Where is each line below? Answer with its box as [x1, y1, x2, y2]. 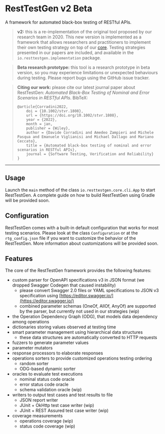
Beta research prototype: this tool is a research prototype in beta [17, 64, 150, 70]
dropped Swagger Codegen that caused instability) [12, 282, 116, 288]
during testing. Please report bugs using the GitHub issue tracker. [17, 75, 150, 81]
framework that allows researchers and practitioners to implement [17, 39, 151, 45]
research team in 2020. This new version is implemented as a [17, 34, 141, 40]
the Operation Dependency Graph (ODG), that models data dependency [12, 314, 158, 319]
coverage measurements [12, 413, 63, 419]
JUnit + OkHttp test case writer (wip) [19, 403, 94, 408]
